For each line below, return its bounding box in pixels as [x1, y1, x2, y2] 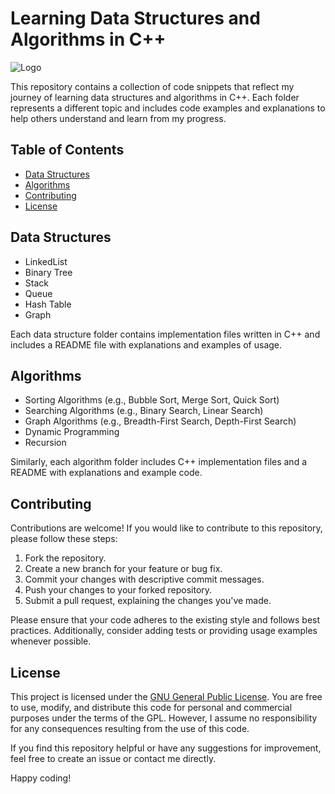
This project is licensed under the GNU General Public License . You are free [10, 691, 323, 702]
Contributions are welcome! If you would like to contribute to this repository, [10, 522, 323, 534]
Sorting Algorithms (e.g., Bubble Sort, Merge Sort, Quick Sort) [24, 394, 280, 406]
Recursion [24, 437, 67, 449]
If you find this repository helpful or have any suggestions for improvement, [10, 742, 322, 754]
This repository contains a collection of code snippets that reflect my [10, 80, 295, 92]
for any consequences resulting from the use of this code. [10, 723, 250, 734]
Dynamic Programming [24, 426, 120, 438]
